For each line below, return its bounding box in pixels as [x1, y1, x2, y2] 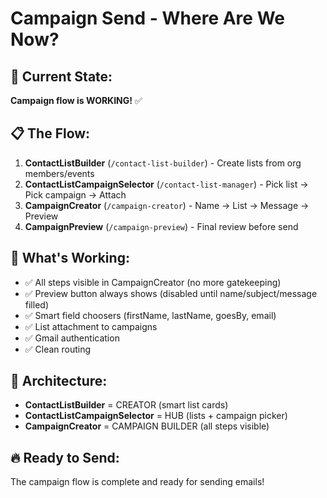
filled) [24, 298, 49, 311]
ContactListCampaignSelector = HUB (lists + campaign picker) [24, 410, 288, 422]
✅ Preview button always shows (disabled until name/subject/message [24, 287, 318, 299]
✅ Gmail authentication [24, 332, 120, 344]
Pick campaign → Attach [24, 188, 127, 201]
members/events [24, 167, 95, 179]
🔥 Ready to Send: [10, 449, 120, 466]
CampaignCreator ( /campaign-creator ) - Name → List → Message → [24, 199, 310, 211]
